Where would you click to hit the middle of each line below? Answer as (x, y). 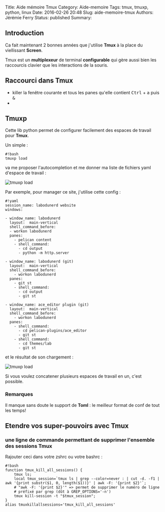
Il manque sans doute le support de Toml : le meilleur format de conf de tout (82, 405)
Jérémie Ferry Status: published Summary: (49, 18)
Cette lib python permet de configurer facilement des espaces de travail (78, 130)
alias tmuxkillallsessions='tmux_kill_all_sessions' (60, 505)
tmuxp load (16, 158)
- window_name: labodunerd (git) (39, 262)
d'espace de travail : (26, 173)
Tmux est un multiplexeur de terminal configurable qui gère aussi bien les (81, 60)
